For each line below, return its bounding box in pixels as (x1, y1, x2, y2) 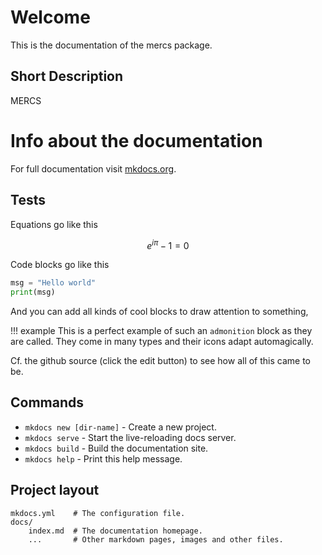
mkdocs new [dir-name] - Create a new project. (24, 421, 217, 433)
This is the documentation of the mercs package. (10, 39, 213, 51)
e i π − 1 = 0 (146, 237, 190, 251)
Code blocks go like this (10, 259, 110, 271)
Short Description (10, 68, 124, 85)
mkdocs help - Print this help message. (24, 452, 183, 465)
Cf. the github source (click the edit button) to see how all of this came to (10, 354, 312, 366)
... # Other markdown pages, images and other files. (28, 534, 284, 545)
